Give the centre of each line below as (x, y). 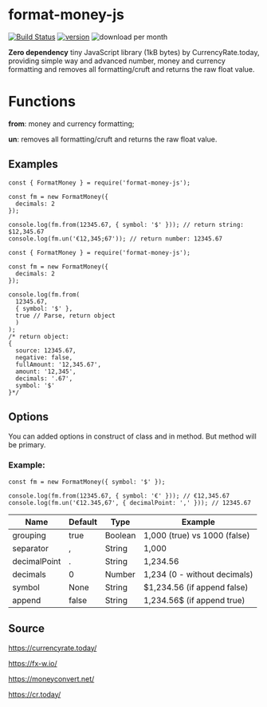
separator (31, 548)
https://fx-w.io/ (33, 663)
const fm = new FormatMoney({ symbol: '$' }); (87, 482)
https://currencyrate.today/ (53, 648)
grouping (29, 535)
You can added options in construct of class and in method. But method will (132, 436)
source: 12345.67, (46, 350)
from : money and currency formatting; (71, 123)
